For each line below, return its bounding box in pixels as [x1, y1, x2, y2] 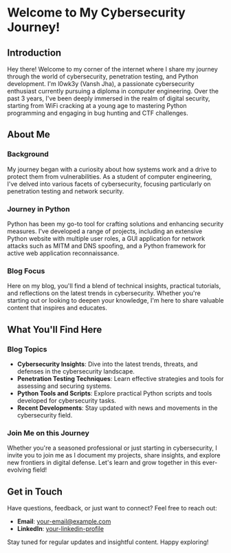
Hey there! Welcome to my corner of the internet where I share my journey [7, 65, 218, 73]
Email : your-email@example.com [16, 517, 111, 525]
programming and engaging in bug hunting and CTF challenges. [7, 109, 188, 117]
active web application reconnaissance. [7, 249, 120, 257]
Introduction [7, 47, 62, 58]
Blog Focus [7, 266, 45, 276]
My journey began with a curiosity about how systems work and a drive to [7, 165, 217, 173]
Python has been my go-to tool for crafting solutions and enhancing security [7, 219, 224, 228]
